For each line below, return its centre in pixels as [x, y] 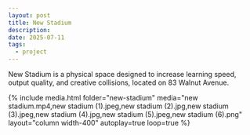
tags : [17, 45]
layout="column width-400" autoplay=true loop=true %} [99, 123]
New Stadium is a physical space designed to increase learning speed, [122, 74]
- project [31, 52]
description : [29, 30]
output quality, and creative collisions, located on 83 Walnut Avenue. [119, 82]
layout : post [29, 15]
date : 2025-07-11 [36, 37]
